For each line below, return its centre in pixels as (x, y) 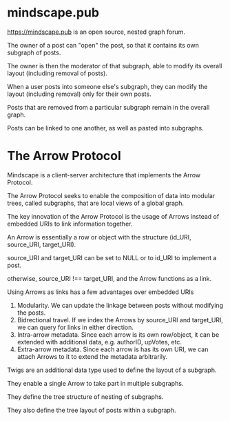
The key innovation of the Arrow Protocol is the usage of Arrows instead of (113, 216)
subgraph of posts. (34, 52)
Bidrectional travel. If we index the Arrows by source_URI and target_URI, (120, 320)
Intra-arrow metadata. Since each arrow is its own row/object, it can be (118, 334)
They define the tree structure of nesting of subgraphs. (85, 396)
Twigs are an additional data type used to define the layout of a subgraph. (112, 370)
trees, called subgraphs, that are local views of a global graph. (96, 203)
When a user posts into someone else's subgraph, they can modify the (107, 86)
